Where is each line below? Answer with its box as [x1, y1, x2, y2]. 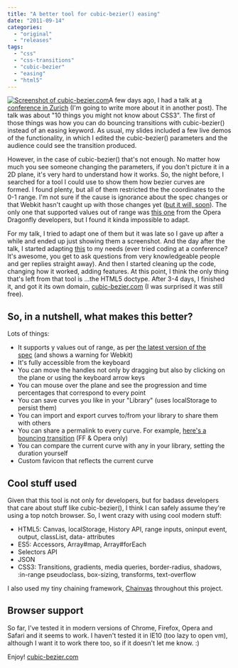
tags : [7, 43, 23, 51]
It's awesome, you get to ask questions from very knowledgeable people [7, 252, 220, 260]
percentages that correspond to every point [17, 388, 146, 397]
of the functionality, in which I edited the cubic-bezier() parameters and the [7, 134, 228, 142]
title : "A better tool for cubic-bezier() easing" [7, 10, 161, 18]
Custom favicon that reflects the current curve [17, 457, 154, 465]
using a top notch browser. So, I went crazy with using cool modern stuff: [7, 511, 222, 519]
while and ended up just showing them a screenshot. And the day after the [7, 237, 226, 245]
